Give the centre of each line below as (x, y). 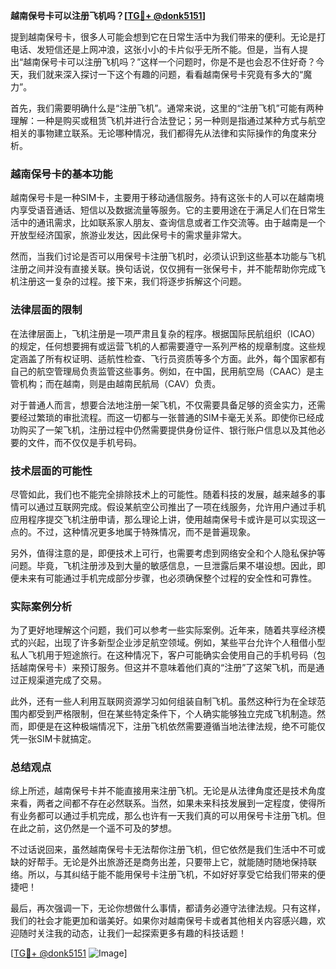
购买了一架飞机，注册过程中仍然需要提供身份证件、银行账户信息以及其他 (167, 430)
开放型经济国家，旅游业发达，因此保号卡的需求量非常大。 (128, 235)
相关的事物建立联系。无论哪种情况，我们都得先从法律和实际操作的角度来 (159, 133)
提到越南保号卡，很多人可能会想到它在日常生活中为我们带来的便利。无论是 (163, 37)
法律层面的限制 (46, 310)
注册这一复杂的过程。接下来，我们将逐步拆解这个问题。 (132, 281)
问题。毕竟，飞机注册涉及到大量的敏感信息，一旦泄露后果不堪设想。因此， (163, 565)
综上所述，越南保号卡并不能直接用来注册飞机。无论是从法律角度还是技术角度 (168, 791)
